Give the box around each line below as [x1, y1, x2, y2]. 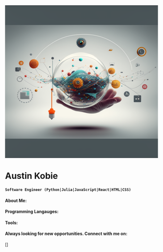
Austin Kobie [5, 171, 58, 182]
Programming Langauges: [5, 209, 59, 215]
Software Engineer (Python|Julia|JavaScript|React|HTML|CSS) [5, 187, 131, 192]
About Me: [5, 197, 27, 204]
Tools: [5, 220, 18, 225]
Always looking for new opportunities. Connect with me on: [5, 231, 128, 236]
